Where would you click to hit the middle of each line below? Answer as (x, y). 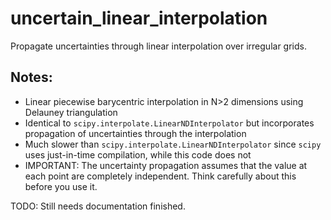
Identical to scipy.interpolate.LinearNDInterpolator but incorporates (169, 123)
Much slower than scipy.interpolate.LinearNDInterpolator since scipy (173, 144)
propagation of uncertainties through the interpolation (135, 133)
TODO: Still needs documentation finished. (98, 206)
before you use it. (61, 186)
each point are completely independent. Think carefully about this (160, 176)
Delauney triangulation (71, 112)
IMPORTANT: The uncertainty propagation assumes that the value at (166, 165)
